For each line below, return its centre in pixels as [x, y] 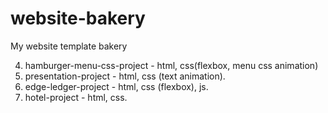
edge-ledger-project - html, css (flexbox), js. [116, 86]
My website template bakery [69, 46]
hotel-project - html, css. [76, 97]
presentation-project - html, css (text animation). [125, 76]
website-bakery [78, 18]
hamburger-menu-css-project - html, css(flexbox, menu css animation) [171, 65]
